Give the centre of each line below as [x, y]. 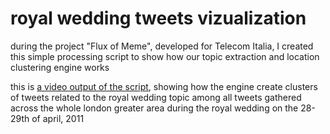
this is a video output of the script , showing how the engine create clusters [164, 86]
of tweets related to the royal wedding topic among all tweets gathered [156, 97]
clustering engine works [60, 67]
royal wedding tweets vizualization [158, 18]
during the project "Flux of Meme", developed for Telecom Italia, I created [162, 46]
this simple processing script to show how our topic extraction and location [165, 56]
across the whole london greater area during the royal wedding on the [154, 108]
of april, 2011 [58, 118]
